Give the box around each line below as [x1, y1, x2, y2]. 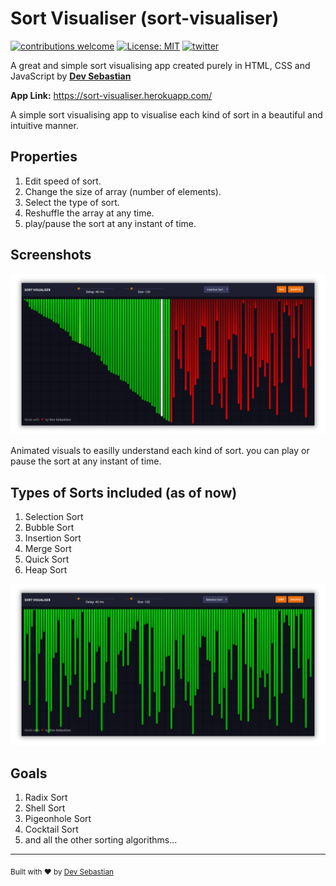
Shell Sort [24, 802, 66, 814]
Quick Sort [24, 553, 70, 566]
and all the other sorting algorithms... [24, 834, 178, 846]
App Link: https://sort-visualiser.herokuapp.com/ [10, 89, 213, 101]
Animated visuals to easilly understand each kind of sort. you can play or [10, 445, 310, 457]
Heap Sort [24, 564, 68, 576]
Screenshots [10, 247, 92, 264]
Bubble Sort [24, 522, 75, 534]
